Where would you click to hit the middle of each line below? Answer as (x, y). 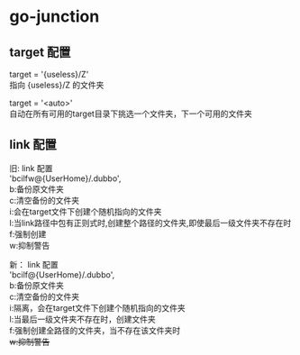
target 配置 (40, 52)
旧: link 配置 (31, 168)
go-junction (55, 17)
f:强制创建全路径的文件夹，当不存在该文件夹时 (95, 330)
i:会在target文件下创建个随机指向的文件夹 (86, 211)
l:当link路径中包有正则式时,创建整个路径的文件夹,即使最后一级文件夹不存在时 (150, 223)
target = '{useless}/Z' (49, 74)
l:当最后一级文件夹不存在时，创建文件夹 (82, 319)
